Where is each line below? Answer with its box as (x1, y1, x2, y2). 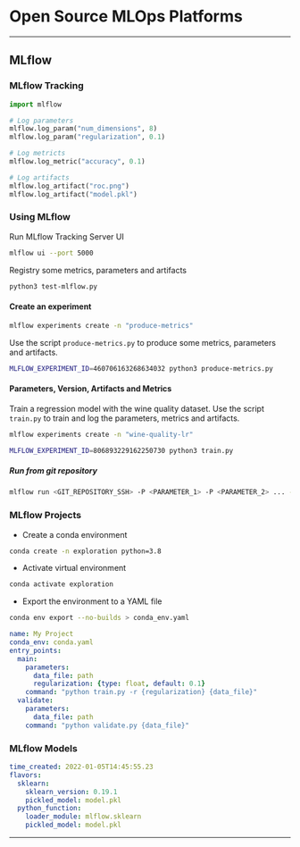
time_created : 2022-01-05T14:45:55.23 (9, 762, 154, 772)
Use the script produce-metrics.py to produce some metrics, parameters (9, 337, 277, 348)
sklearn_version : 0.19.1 (25, 787, 118, 796)
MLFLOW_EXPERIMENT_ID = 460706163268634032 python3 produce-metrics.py (9, 364, 274, 373)
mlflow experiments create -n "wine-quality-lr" (9, 430, 194, 439)
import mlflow (9, 100, 62, 109)
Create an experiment (9, 301, 92, 312)
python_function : (17, 804, 82, 813)
